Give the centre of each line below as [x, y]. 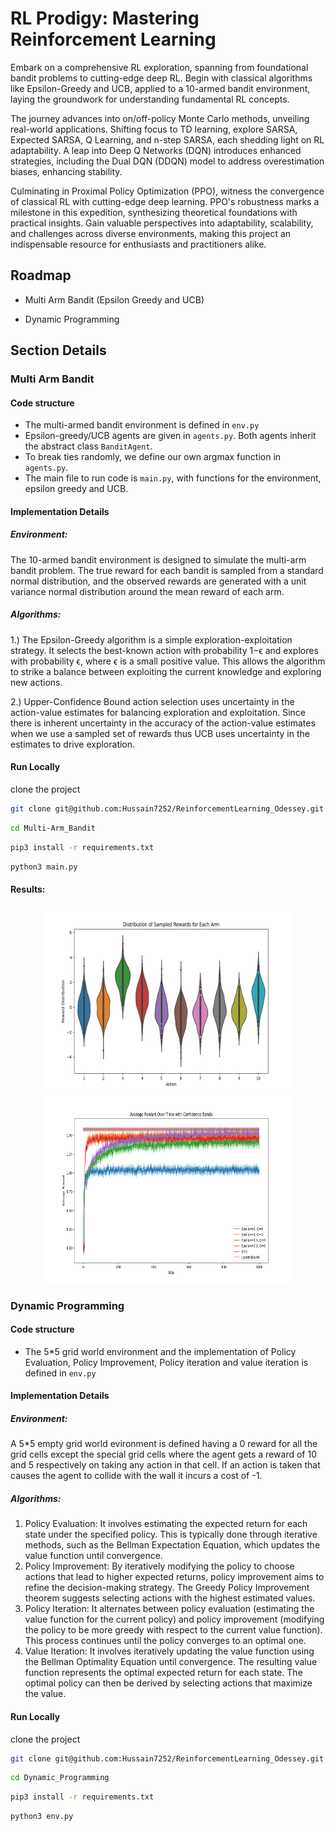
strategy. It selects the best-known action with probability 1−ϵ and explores [164, 650]
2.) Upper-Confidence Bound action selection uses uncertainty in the [152, 701]
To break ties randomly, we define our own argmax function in [153, 457]
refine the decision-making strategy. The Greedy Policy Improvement [167, 1588]
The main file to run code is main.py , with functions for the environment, [173, 478]
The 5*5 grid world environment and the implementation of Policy [160, 1351]
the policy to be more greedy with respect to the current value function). [173, 1630]
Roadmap [41, 275]
